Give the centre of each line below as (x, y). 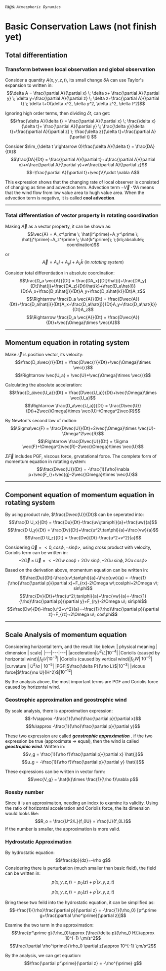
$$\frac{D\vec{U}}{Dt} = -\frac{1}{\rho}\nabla (83, 469)
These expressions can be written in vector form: (55, 772)
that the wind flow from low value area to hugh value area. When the (75, 193)
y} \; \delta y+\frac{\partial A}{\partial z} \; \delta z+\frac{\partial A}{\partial (83, 98)
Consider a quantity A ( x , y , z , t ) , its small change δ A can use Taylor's (75, 80)
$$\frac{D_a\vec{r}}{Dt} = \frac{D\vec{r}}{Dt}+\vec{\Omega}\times (83, 362)
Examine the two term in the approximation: (49, 925)
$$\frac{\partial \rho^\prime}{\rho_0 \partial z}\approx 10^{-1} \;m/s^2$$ (83, 946)
